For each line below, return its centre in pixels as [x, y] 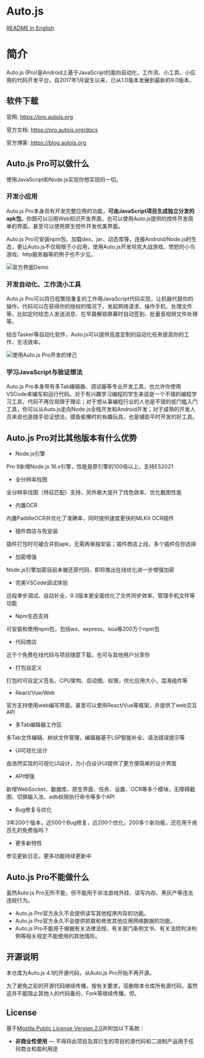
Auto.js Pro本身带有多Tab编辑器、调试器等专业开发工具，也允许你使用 [94, 386]
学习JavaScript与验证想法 [45, 372]
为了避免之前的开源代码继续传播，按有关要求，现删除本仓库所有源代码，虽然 [102, 986]
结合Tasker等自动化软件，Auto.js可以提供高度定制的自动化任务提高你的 [95, 335]
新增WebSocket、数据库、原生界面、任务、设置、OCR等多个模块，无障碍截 [101, 789]
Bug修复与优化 [33, 810]
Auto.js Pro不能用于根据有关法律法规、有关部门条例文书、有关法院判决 [103, 929]
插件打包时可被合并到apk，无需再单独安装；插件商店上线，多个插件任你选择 [101, 544]
